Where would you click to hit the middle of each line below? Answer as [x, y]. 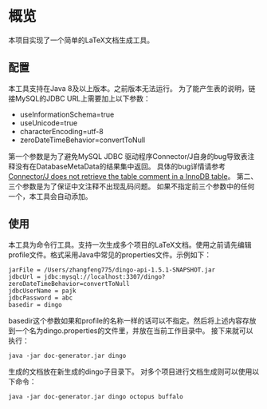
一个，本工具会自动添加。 [50, 196]
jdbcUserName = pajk [43, 291]
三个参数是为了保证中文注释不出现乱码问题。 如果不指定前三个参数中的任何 [132, 186]
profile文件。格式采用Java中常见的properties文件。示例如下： [110, 254]
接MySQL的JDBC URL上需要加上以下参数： [79, 98]
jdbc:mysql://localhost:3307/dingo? [104, 276]
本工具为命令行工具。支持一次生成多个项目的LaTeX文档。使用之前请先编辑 [130, 244]
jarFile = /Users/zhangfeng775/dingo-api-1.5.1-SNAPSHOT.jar [112, 270]
